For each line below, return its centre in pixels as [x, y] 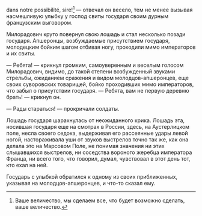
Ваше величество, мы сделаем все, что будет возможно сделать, [100, 200]
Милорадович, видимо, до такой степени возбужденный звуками [91, 71]
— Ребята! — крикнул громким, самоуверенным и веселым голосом [95, 65]
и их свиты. [21, 53]
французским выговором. [40, 22]
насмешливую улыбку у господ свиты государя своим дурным [87, 16]
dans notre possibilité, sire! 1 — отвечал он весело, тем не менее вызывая [99, 9]
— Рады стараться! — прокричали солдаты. [63, 108]
